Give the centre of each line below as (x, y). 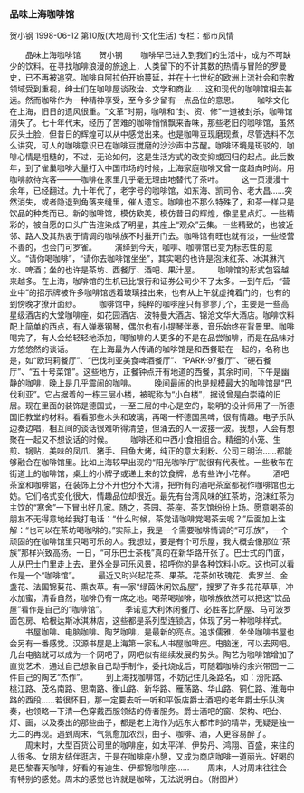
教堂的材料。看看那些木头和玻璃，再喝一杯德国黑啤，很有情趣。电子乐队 (160, 417)
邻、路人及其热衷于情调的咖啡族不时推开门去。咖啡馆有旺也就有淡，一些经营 (152, 236)
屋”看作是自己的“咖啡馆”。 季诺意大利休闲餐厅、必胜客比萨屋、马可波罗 (151, 609)
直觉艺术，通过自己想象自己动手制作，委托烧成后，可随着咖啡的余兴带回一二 (152, 666)
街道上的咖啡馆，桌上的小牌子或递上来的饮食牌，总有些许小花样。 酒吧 (149, 473)
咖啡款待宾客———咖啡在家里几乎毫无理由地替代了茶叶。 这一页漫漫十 (149, 179)
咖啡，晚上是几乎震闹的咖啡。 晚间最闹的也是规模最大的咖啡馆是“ (155, 383)
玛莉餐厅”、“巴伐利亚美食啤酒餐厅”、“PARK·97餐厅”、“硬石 (154, 360)
